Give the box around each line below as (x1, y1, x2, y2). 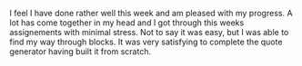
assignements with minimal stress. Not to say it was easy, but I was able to (9, 27, 289, 37)
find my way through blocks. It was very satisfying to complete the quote (9, 36, 283, 47)
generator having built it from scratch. (9, 46, 152, 57)
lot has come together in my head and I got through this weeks (9, 17, 245, 28)
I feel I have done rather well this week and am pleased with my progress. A (9, 8, 293, 18)
